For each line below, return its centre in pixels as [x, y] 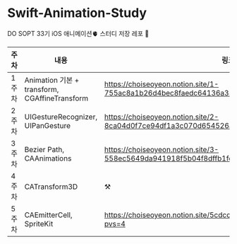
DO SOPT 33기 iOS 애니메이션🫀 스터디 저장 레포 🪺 [78, 33]
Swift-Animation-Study [77, 13]
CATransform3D [51, 187]
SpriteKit [39, 223]
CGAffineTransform [56, 98]
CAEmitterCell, [48, 215]
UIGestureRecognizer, [61, 117]
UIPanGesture [48, 125]
